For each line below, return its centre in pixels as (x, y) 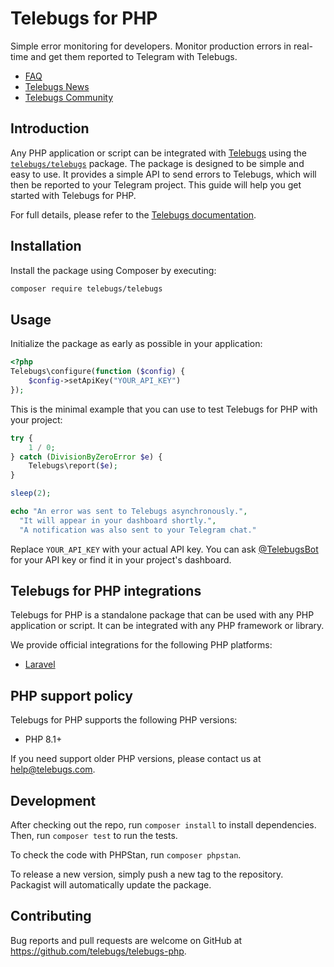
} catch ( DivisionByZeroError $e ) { (86, 457)
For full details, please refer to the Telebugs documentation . (133, 214)
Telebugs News (57, 86)
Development (53, 800)
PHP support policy (71, 695)
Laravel (40, 664)
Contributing (51, 916)
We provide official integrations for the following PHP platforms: (141, 645)
